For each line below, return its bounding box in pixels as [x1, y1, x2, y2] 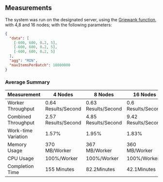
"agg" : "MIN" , [9, 58, 38, 63]
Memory [7, 141, 27, 148]
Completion [7, 163, 34, 169]
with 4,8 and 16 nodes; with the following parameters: [5, 22, 113, 28]
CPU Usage [7, 155, 34, 162]
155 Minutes [45, 166, 74, 172]
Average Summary [5, 78, 50, 85]
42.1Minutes [126, 166, 156, 172]
